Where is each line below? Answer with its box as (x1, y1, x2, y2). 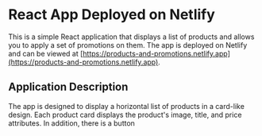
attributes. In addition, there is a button (8, 118, 135, 128)
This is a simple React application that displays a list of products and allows (8, 32, 255, 41)
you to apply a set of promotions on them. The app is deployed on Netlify (8, 40, 248, 49)
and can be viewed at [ (8, 49, 83, 58)
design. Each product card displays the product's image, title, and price (8, 110, 242, 119)
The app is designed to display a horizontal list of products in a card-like (8, 101, 245, 111)
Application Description (8, 80, 129, 94)
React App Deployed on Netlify (8, 6, 216, 24)
